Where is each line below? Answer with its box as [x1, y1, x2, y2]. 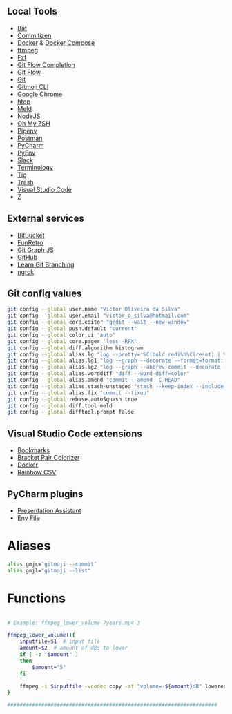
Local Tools [7, 6, 57, 17]
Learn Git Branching [17, 260, 75, 269]
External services [7, 213, 84, 224]
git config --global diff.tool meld [7, 402, 113, 409]
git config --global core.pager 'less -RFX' [7, 338, 137, 345]
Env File [17, 514, 40, 522]
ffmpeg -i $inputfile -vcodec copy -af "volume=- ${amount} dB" [19, 683, 202, 690]
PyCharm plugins [7, 488, 84, 500]
